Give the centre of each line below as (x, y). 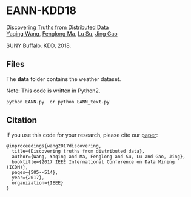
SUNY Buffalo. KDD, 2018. (39, 45)
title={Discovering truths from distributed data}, (79, 151)
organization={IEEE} (38, 183)
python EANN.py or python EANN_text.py (58, 102)
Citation (22, 121)
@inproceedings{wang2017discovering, (54, 146)
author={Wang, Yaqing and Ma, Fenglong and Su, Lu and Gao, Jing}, (99, 157)
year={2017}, (28, 178)
